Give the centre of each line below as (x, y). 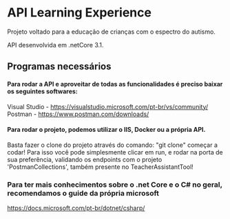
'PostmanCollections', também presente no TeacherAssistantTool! (101, 167)
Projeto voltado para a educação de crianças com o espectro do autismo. (111, 32)
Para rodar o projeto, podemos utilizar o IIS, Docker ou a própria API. (106, 130)
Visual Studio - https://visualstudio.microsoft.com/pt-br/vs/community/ (108, 106)
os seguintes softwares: (42, 91)
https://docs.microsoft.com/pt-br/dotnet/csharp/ (76, 208)
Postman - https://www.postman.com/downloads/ (78, 114)
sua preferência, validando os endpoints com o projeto (85, 159)
